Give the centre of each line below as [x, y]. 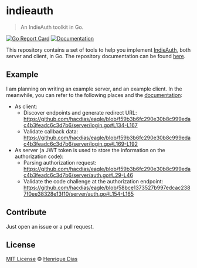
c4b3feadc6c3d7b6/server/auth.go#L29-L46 [78, 175]
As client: [26, 106]
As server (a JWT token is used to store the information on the [90, 150]
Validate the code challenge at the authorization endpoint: [93, 181]
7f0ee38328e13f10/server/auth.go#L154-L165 [79, 194]
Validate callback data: [51, 131]
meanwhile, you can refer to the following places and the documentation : [94, 95]
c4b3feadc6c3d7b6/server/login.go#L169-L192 [81, 144]
